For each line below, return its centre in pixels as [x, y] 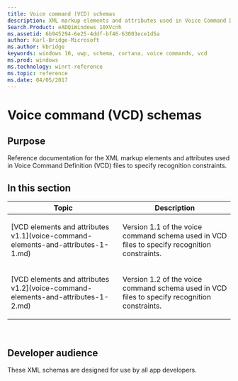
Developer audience [53, 353]
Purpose [27, 141]
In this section [39, 188]
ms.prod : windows [33, 60]
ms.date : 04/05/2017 [38, 80]
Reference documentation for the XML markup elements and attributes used [119, 158]
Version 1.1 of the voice [163, 227]
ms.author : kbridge [36, 47]
